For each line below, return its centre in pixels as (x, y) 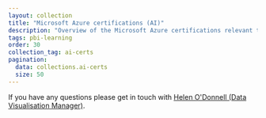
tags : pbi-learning (40, 38)
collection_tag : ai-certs (51, 52)
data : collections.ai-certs (62, 67)
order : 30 (25, 45)
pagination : (28, 60)
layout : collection (40, 15)
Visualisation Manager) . (47, 105)
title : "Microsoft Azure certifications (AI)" (86, 23)
